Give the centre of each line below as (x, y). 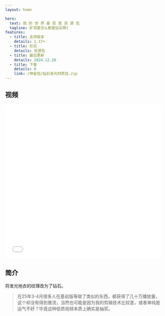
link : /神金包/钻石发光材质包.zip (46, 74)
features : (15, 33)
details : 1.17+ (30, 42)
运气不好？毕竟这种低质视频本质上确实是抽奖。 (65, 309)
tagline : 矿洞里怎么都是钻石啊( (39, 28)
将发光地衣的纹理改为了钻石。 (35, 286)
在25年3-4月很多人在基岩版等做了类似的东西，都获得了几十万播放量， (88, 296)
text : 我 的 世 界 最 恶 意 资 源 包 (45, 23)
